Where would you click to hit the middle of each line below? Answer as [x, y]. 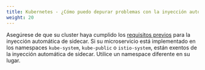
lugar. [13, 60]
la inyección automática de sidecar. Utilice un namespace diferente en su [98, 54]
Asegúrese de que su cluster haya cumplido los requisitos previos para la [99, 34]
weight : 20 [20, 17]
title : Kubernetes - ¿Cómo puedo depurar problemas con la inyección [97, 12]
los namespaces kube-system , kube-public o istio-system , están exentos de [102, 47]
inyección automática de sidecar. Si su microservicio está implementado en [101, 41]
